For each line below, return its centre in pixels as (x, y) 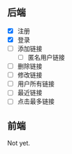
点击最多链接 (36, 101)
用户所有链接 (36, 84)
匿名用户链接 (46, 57)
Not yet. (19, 143)
